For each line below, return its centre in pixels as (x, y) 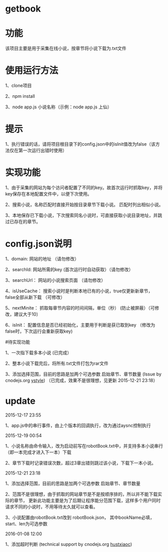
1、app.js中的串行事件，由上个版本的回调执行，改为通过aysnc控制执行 (78, 425)
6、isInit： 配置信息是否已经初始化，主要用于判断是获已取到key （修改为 (80, 325)
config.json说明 (38, 244)
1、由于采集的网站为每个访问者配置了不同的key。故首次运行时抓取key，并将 (84, 188)
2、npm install (20, 96)
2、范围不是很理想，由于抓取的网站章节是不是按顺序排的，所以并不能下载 (81, 494)
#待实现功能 (18, 342)
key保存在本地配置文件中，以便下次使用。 (49, 194)
